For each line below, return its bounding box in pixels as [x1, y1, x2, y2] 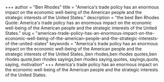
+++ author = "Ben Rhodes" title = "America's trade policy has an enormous [5, 4, 159, 10]
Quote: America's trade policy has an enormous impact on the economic [5, 20, 152, 26]
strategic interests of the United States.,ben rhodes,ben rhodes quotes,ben [5, 51, 157, 57]
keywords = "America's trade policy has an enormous [49, 41, 158, 46]
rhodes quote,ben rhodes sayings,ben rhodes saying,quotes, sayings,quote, [5, 56, 160, 62]
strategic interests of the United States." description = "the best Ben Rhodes [5, 15, 160, 20]
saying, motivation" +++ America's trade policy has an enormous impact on [5, 61, 158, 67]
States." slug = [5, 30, 35, 36]
